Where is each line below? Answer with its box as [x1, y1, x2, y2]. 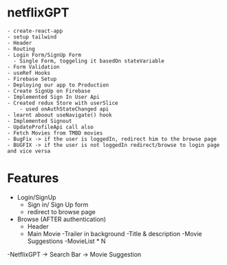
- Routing [7, 45, 36, 52]
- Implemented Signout [7, 117, 72, 124]
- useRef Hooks [7, 69, 51, 76]
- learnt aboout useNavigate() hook [7, 111, 112, 118]
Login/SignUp [17, 193, 56, 201]
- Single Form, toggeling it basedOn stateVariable [13, 57, 165, 65]
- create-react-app [7, 27, 63, 34]
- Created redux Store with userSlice [7, 100, 118, 106]
